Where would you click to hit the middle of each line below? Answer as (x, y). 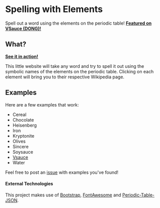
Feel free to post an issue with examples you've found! (62, 172)
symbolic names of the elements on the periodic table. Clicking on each (79, 71)
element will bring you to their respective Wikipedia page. (65, 77)
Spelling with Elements (54, 9)
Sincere (20, 146)
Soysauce (23, 152)
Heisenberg (24, 125)
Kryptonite (23, 136)
